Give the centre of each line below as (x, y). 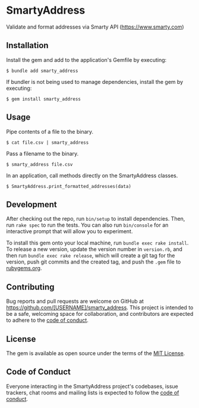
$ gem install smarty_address (44, 99)
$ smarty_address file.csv (40, 164)
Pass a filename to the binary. (42, 153)
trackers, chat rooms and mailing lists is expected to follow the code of (93, 393)
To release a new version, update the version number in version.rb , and (94, 249)
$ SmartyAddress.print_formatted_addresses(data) (69, 186)
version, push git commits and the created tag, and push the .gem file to (94, 262)
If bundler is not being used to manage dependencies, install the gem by (95, 81)
